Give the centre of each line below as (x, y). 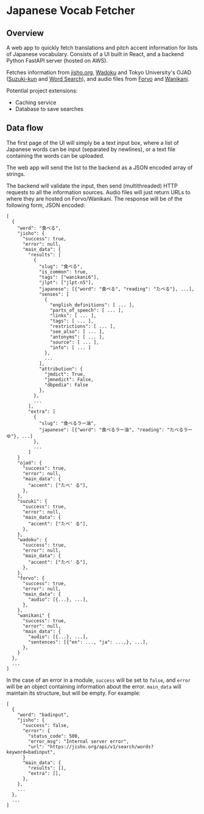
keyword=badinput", (31, 752)
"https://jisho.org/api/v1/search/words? (100, 746)
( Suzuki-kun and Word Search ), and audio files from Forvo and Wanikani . (98, 79)
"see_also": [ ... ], (77, 332)
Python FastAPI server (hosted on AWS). (57, 61)
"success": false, (46, 725)
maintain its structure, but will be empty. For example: (74, 693)
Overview (25, 33)
